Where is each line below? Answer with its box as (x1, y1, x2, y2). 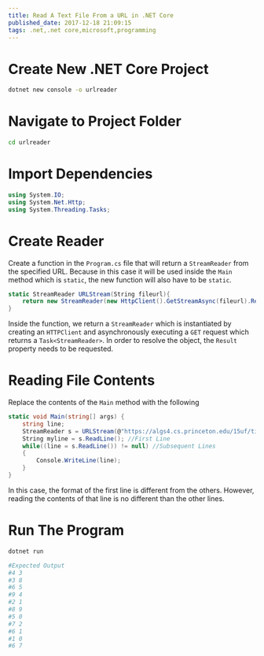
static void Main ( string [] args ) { (8, 413, 125, 421)
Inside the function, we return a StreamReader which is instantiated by (8, 319, 232, 329)
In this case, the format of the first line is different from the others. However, (8, 485, 255, 495)
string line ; (22, 420, 65, 428)
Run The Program (8, 521, 124, 540)
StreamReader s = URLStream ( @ (22, 427, 122, 435)
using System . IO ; (8, 190, 65, 199)
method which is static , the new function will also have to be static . (8, 275, 232, 284)
